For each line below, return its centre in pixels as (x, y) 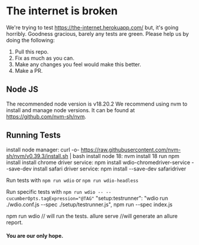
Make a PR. (29, 70)
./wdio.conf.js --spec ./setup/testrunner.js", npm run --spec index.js (89, 204)
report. (15, 222)
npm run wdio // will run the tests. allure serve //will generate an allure (92, 216)
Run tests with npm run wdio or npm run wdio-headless (72, 180)
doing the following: (30, 40)
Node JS (22, 90)
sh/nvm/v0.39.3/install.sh (37, 156)
